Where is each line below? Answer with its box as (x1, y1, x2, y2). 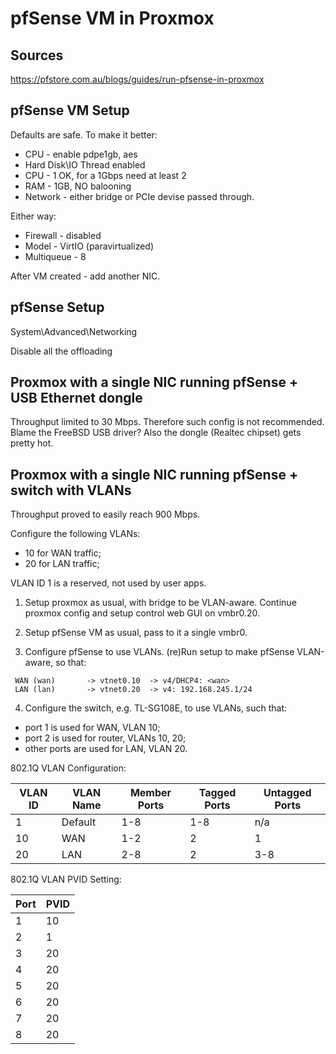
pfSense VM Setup (10, 102, 130, 119)
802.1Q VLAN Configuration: (10, 762, 127, 774)
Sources (10, 47, 64, 64)
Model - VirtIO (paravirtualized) (24, 240, 155, 252)
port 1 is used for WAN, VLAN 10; (24, 722, 161, 734)
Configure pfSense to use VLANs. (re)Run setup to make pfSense (24, 646, 295, 658)
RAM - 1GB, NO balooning (24, 180, 132, 192)
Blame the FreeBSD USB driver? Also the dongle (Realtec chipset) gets (10, 427, 302, 439)
